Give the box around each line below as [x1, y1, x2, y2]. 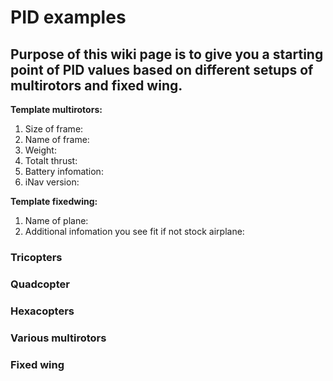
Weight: [24, 144, 57, 156]
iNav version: [24, 176, 80, 188]
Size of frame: [24, 123, 84, 135]
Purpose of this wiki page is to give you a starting [10, 46, 324, 63]
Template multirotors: [10, 104, 103, 115]
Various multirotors [10, 331, 107, 345]
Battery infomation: [24, 166, 104, 177]
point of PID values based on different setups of [10, 61, 314, 78]
